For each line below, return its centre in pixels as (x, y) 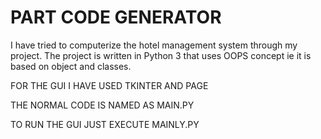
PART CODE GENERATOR (116, 17)
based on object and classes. (71, 66)
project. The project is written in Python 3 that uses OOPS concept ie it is (161, 55)
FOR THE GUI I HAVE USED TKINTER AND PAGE (109, 85)
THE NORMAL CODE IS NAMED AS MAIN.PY (102, 105)
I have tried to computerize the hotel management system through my (154, 45)
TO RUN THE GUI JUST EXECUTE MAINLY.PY (105, 124)
